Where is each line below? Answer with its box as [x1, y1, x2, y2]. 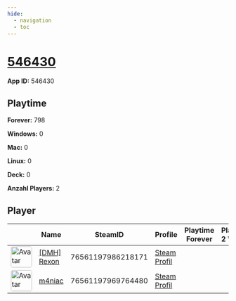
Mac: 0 [7, 143, 28, 152]
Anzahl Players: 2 [7, 184, 60, 193]
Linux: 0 [7, 157, 32, 165]
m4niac [39, 276, 64, 286]
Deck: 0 [7, 170, 31, 179]
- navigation [13, 17, 52, 24]
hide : [7, 10, 23, 18]
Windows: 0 [7, 129, 44, 138]
